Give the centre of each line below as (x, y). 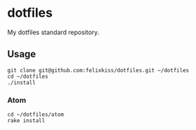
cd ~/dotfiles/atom (36, 115)
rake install (26, 121)
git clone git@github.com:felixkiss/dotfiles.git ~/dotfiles (98, 70)
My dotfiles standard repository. (53, 32)
